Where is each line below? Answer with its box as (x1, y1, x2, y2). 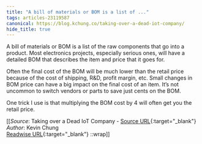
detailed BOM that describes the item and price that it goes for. (6, 56, 165, 63)
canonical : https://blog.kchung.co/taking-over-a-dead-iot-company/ (6, 20, 185, 26)
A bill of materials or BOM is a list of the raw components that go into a (6, 43, 185, 50)
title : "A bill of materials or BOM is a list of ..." (6, 9, 149, 15)
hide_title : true (6, 26, 51, 32)
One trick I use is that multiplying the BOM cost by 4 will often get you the (6, 99, 192, 107)
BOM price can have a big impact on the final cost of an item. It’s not (6, 81, 179, 88)
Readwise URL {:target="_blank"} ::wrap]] (6, 131, 110, 138)
